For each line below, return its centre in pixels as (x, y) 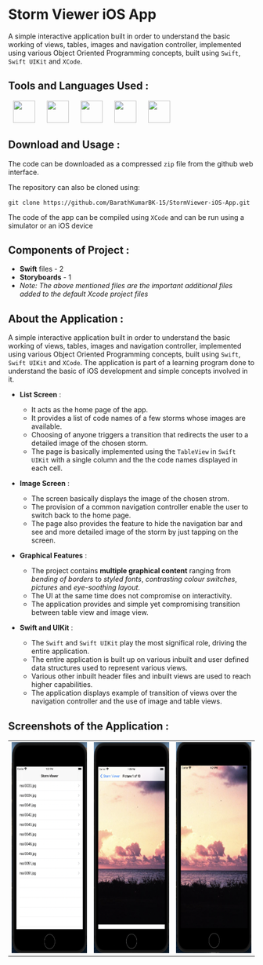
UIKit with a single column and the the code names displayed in (134, 460)
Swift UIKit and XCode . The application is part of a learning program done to (131, 363)
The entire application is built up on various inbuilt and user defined (140, 660)
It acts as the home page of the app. (90, 410)
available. (47, 426)
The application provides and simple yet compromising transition (135, 604)
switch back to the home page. (81, 515)
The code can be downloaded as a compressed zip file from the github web (131, 163)
